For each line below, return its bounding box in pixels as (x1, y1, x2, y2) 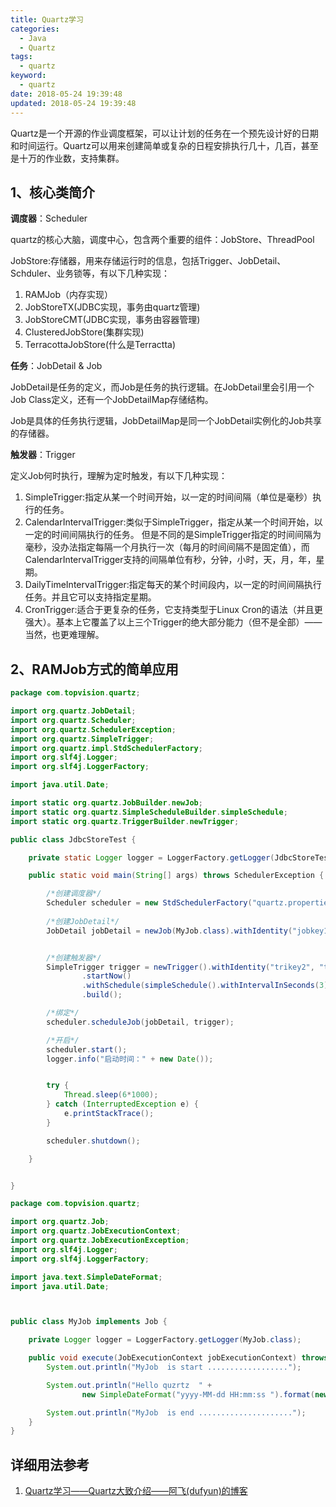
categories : (10, 24, 60, 34)
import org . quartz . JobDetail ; (10, 706, 137, 716)
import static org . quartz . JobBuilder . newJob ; (10, 798, 203, 808)
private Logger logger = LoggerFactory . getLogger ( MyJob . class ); (28, 1335, 302, 1345)
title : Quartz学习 (10, 14, 84, 25)
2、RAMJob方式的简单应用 (10, 661, 179, 678)
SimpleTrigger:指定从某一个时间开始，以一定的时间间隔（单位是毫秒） (24, 491, 313, 503)
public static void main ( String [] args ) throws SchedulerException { (28, 871, 325, 881)
